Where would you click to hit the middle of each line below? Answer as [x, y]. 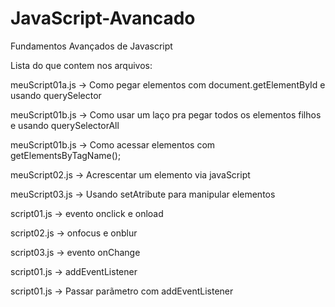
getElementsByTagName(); [66, 155]
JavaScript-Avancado [103, 18]
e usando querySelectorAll [65, 125]
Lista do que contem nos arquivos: [81, 65]
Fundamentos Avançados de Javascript [91, 46]
